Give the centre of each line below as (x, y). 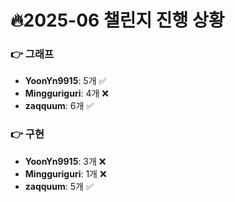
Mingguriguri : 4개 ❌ (66, 93)
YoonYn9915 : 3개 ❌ (65, 161)
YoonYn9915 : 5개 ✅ (65, 81)
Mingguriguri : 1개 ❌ (65, 173)
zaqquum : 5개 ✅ (59, 186)
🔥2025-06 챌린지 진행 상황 (117, 20)
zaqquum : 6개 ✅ (59, 106)
